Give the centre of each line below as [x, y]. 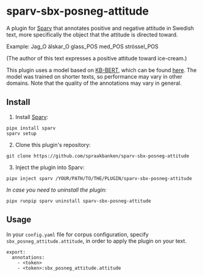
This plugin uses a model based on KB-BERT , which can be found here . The [101, 70]
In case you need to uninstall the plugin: [56, 190]
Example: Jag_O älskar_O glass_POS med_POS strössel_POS [82, 46]
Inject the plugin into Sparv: [50, 167]
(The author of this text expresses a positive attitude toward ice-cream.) [97, 58]
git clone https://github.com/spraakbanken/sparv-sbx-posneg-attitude [98, 156]
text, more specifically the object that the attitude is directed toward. [92, 34]
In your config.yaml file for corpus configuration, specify [78, 234]
